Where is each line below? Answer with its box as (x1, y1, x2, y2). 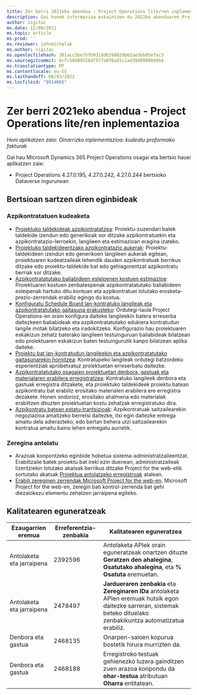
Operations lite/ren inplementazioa (6, 117, 180, 130)
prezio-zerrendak (15, 294, 58, 301)
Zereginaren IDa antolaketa (103, 587, 179, 595)
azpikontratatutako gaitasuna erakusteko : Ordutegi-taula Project (15, 306, 170, 313)
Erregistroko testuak (103, 650, 159, 658)
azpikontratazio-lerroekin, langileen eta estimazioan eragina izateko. (15, 238, 180, 245)
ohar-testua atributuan (103, 672, 168, 680)
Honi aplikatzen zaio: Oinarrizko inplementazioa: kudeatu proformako (6, 136, 175, 143)
